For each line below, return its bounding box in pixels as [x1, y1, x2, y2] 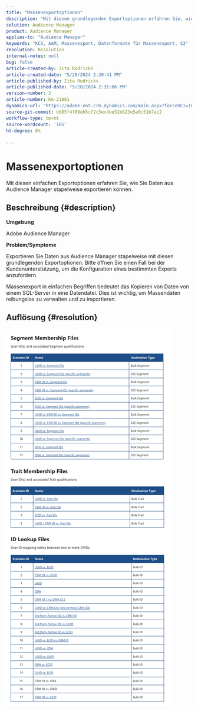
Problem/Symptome [6, 241, 57, 248]
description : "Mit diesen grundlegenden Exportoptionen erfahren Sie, [6, 15, 183, 22]
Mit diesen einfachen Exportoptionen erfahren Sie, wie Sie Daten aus [6, 180, 174, 187]
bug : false [6, 59, 33, 65]
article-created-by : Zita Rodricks [6, 65, 94, 71]
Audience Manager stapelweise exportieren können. [6, 186, 133, 193]
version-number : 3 [6, 90, 51, 97]
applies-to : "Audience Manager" [6, 34, 85, 41]
